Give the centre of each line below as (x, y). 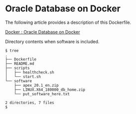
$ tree (12, 51)
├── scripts (17, 68)
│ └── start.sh (23, 77)
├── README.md (20, 63)
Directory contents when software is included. (52, 41)
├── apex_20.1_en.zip (36, 85)
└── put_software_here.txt (42, 94)
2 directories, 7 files (30, 103)
